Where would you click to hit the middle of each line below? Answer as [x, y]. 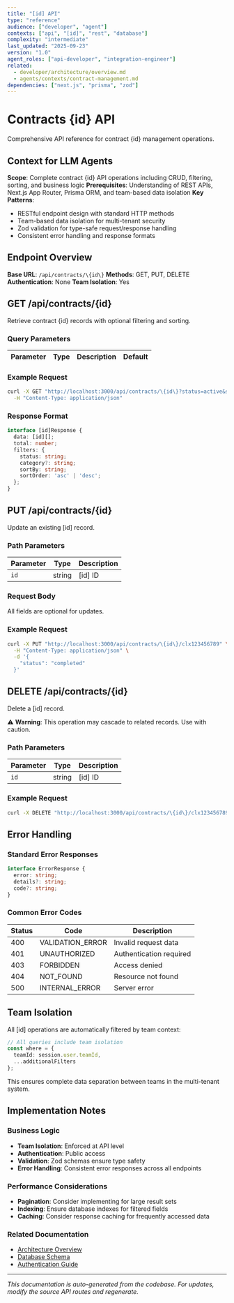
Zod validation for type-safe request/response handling [97, 228]
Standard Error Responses [53, 854]
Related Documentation [48, 1234]
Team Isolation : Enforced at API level [70, 1146]
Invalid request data [146, 942]
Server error [134, 988]
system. [18, 1089]
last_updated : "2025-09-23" [48, 46]
